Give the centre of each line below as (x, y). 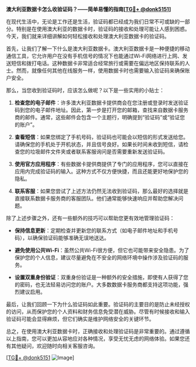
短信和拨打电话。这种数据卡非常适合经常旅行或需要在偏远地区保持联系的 (98, 63)
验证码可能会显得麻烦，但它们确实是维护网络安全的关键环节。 (80, 319)
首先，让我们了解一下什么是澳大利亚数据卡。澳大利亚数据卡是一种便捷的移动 (98, 49)
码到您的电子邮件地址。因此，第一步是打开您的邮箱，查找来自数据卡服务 (101, 110)
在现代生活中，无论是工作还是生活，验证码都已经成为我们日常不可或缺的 (93, 22)
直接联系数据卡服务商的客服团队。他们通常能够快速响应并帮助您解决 (96, 198)
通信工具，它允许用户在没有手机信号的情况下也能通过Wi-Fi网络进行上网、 (94, 56)
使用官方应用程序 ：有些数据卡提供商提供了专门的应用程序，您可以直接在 (101, 164)
